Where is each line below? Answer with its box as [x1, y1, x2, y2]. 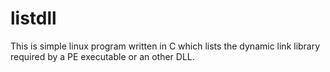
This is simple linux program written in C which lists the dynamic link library [10, 40, 321, 52]
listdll [10, 7, 57, 30]
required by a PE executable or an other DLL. [10, 50, 195, 62]
